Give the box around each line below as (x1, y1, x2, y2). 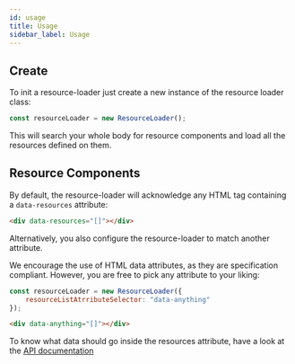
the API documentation (9, 345, 94, 356)
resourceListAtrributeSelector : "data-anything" (25, 295, 211, 304)
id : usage (9, 13, 47, 22)
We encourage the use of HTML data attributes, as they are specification (9, 260, 279, 271)
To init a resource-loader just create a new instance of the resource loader (9, 87, 284, 98)
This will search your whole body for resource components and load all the (9, 130, 286, 141)
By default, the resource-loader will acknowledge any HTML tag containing (9, 190, 287, 200)
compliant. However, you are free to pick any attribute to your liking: (9, 269, 260, 280)
